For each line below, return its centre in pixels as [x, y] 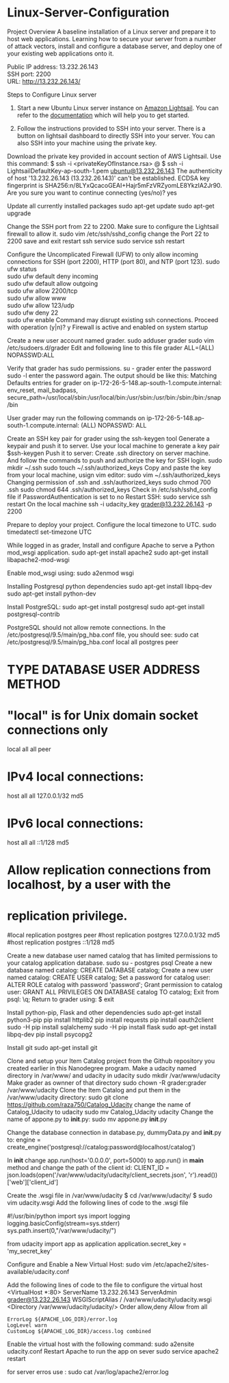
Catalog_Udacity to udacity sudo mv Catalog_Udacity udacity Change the [110, 1112]
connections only [57, 730]
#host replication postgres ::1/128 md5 [61, 942]
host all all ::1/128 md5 [38, 842]
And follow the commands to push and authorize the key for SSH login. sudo [114, 460]
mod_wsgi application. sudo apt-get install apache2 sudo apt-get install [108, 552]
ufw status [22, 269]
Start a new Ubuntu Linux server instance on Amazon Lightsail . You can [118, 108]
